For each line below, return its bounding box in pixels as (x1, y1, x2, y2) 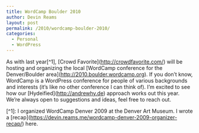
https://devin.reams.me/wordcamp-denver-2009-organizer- (30, 113, 178, 121)
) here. (21, 120, 39, 127)
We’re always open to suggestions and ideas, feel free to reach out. (6, 96, 171, 103)
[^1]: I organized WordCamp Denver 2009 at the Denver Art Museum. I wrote (6, 107, 193, 115)
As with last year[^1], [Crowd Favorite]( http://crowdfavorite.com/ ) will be (6, 58, 183, 65)
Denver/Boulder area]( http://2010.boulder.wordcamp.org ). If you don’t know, (6, 71, 193, 78)
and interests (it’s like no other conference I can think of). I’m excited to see (6, 83, 191, 90)
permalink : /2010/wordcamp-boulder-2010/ (6, 25, 110, 31)
